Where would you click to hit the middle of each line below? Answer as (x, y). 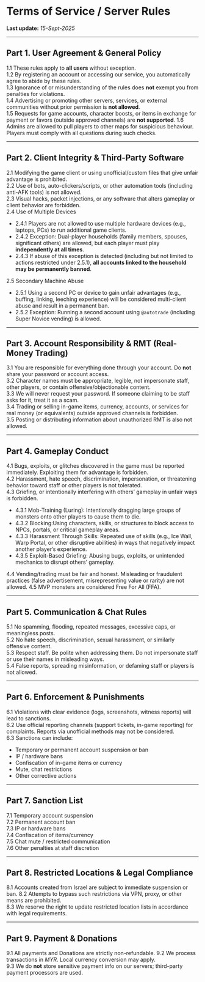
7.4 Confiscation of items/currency (50, 835)
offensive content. (29, 646)
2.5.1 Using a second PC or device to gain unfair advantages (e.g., (98, 292)
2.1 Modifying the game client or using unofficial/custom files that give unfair (103, 172)
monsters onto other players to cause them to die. (78, 517)
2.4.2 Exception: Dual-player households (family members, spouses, (101, 236)
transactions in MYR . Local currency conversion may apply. (81, 960)
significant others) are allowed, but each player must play (87, 243)
